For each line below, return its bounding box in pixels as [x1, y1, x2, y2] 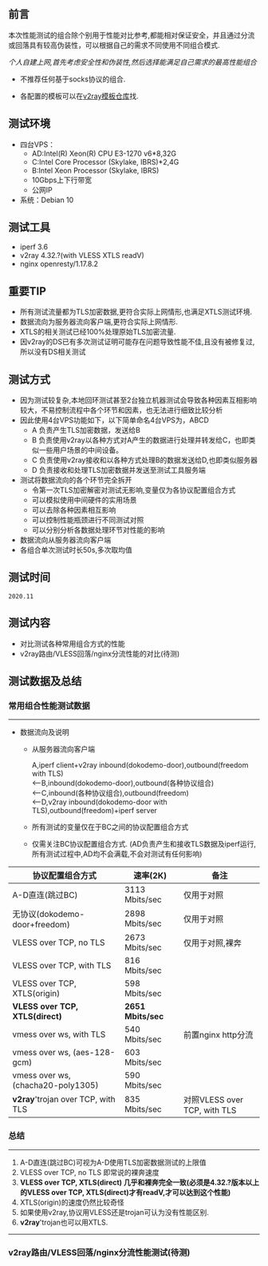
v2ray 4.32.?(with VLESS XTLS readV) [19, 251, 145, 260]
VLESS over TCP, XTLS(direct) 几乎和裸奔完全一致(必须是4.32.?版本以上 [19, 1177, 259, 1187]
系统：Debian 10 [19, 195, 74, 204]
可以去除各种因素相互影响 [31, 506, 116, 515]
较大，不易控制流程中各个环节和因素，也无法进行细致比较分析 [19, 406, 223, 415]
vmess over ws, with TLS [12, 1029, 106, 1040]
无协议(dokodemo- [12, 909, 85, 920]
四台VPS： [19, 139, 56, 149]
